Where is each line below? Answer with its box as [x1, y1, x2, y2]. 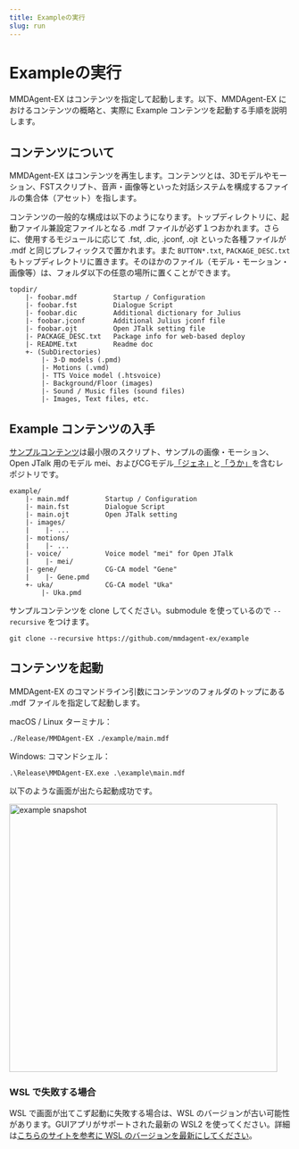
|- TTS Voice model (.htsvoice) [41, 372, 162, 381]
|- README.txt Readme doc [25, 340, 154, 349]
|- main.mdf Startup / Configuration [25, 495, 198, 504]
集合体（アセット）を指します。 [24, 193, 142, 204]
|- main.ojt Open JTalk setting [25, 510, 178, 519]
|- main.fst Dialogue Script [25, 502, 166, 512]
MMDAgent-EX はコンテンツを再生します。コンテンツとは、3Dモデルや [9, 171, 272, 181]
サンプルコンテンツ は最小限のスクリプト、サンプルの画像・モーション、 [9, 447, 274, 457]
